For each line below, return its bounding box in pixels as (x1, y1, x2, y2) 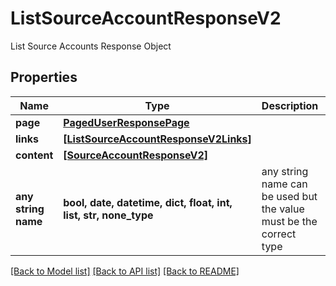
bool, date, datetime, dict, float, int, (63, 195, 233, 209)
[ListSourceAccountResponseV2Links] (63, 132, 252, 146)
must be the (261, 214, 318, 228)
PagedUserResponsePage (63, 115, 190, 129)
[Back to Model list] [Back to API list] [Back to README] (10, 265, 240, 277)
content (15, 148, 54, 162)
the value (261, 202, 305, 216)
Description (261, 98, 319, 112)
